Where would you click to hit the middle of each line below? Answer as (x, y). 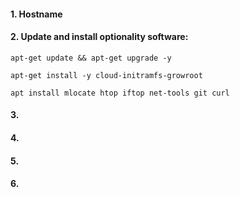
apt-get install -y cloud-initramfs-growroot (106, 75)
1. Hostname (36, 14)
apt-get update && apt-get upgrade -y (91, 58)
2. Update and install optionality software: (99, 37)
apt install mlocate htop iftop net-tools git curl (120, 93)
